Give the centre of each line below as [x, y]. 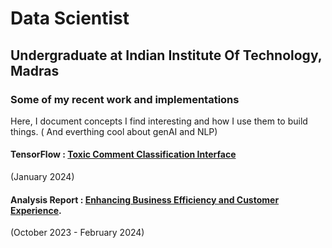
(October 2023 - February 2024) [77, 233]
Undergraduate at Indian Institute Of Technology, [166, 55]
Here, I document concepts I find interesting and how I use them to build [159, 121]
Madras [35, 70]
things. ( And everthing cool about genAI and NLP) [114, 131]
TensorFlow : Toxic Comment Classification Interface [123, 154]
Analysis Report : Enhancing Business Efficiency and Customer [145, 199]
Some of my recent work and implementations [125, 99]
